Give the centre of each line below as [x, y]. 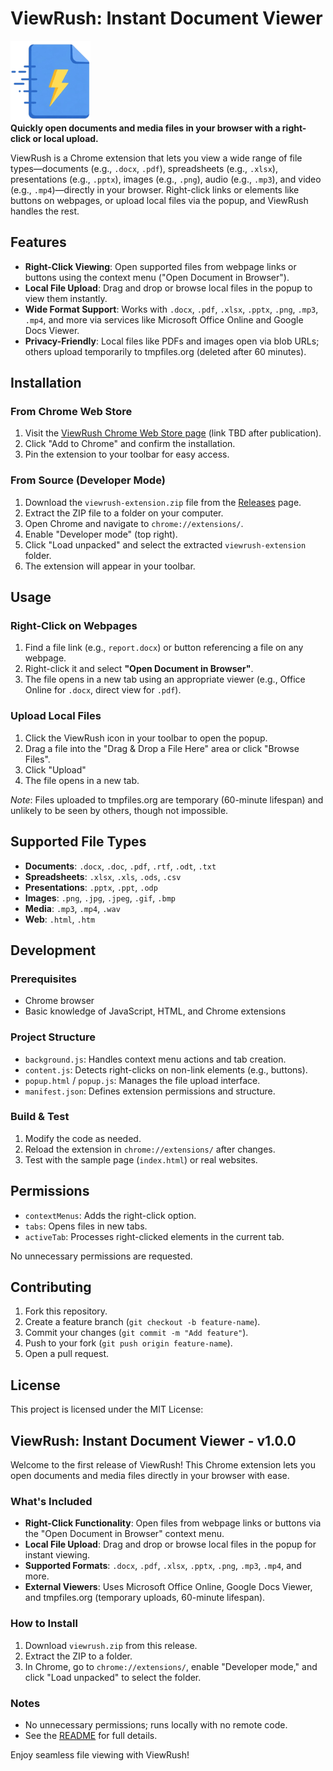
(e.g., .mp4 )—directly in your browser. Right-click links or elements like [155, 189]
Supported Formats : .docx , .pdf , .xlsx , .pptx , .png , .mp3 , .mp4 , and [163, 1566]
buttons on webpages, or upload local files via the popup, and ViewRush [159, 200]
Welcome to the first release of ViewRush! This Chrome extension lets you [163, 1465]
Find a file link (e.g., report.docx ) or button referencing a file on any [164, 648]
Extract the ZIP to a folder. [78, 1656]
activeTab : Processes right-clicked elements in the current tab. [154, 1236]
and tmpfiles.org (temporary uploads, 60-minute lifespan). [145, 1598]
